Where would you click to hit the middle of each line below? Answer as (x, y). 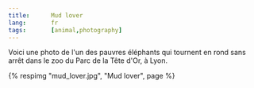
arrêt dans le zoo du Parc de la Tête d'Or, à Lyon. (88, 60)
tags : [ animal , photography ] (65, 30)
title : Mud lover (46, 15)
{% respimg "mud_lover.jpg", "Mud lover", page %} (92, 76)
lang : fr (33, 23)
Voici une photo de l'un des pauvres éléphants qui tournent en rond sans (127, 53)
